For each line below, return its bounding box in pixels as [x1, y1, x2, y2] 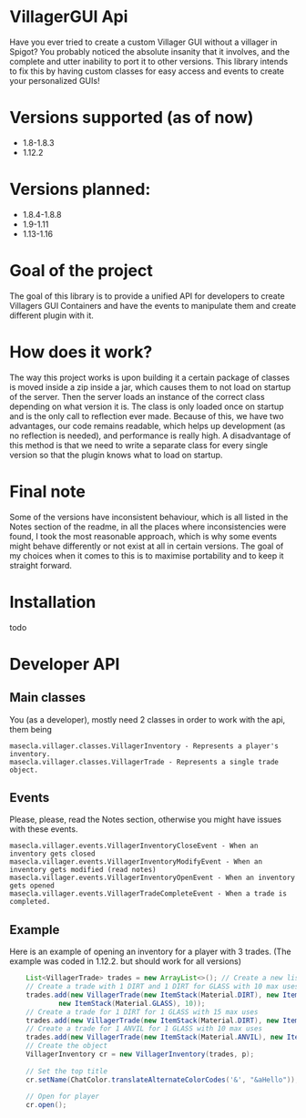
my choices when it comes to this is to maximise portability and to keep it [9, 549, 284, 561]
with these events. [9, 824, 78, 835]
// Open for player [25, 1092, 100, 1102]
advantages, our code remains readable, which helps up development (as [9, 420, 286, 431]
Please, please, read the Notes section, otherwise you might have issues [9, 814, 282, 826]
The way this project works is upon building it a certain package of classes [9, 372, 291, 383]
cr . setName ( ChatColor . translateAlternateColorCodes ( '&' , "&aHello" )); [25, 1075, 300, 1084]
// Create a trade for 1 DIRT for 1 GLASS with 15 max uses [25, 1007, 259, 1017]
